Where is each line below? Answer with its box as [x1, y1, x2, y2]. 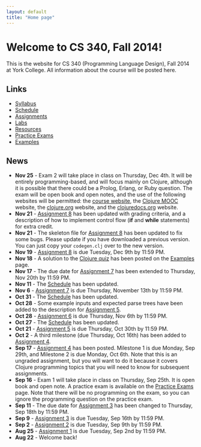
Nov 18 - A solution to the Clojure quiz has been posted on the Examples [14, 255, 195, 262]
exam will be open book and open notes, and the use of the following [14, 191, 186, 199]
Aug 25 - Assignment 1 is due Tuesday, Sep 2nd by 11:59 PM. [14, 428, 167, 435]
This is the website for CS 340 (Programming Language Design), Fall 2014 [6, 60, 190, 67]
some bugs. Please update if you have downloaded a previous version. [14, 236, 190, 243]
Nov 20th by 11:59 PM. [14, 274, 71, 282]
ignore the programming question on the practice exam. [14, 395, 153, 403]
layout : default [6, 8, 47, 15]
